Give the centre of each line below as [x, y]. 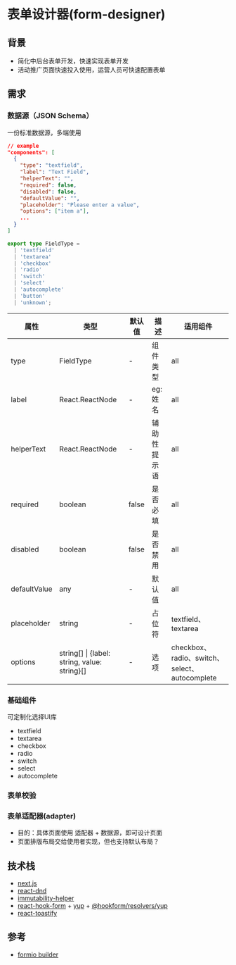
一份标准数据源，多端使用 [44, 132]
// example [23, 146]
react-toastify [37, 914]
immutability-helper [46, 898]
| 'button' [29, 296]
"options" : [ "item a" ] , [55, 211]
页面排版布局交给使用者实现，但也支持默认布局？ [88, 842]
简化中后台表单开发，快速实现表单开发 [73, 61]
